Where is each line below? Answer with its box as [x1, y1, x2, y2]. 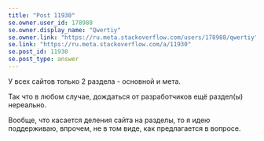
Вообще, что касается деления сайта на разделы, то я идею [8, 115, 211, 125]
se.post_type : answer [8, 56, 79, 63]
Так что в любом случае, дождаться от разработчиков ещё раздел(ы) [8, 92, 244, 101]
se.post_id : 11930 [8, 48, 68, 56]
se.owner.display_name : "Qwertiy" [8, 26, 122, 34]
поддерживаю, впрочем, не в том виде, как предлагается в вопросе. [8, 123, 241, 133]
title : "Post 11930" [8, 11, 76, 20]
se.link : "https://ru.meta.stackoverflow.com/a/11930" [8, 41, 192, 49]
